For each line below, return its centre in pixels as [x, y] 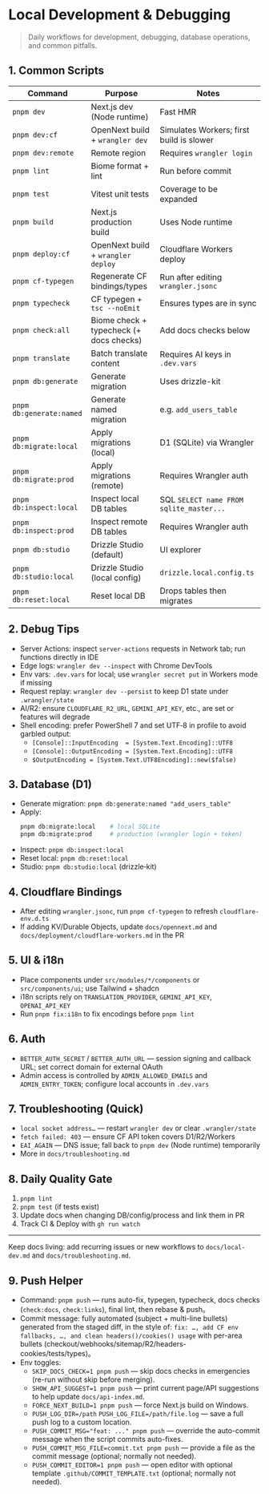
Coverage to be [189, 188]
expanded [179, 199]
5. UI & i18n [36, 961]
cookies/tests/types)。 [58, 1353]
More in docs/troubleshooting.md [75, 1154]
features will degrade [55, 717]
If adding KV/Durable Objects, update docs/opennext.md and [118, 927]
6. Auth [27, 1039]
